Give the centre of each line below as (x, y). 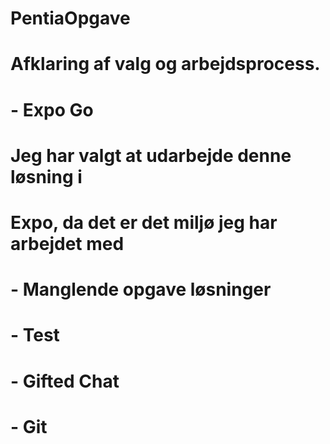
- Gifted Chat (65, 381)
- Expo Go (52, 109)
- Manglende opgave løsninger (141, 289)
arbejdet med (67, 243)
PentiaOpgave (70, 18)
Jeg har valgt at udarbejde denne (151, 155)
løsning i (46, 176)
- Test (35, 335)
